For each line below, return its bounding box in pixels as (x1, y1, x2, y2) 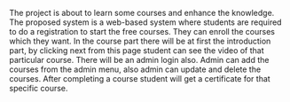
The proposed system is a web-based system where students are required (9, 17, 282, 27)
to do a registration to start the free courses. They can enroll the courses (9, 27, 275, 36)
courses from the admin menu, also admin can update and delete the (9, 64, 262, 75)
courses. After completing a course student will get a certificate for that (9, 74, 270, 83)
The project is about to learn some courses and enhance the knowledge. (9, 8, 275, 18)
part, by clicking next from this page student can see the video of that (9, 45, 264, 56)
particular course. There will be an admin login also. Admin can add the (9, 55, 270, 65)
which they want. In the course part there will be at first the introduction (9, 35, 271, 46)
